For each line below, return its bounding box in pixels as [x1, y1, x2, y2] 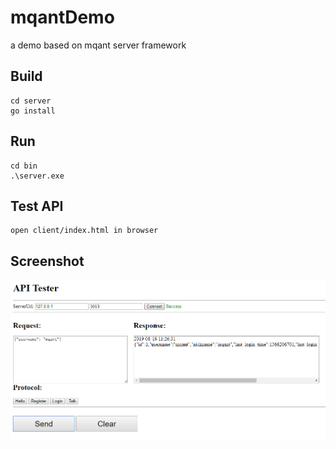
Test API [10, 197, 64, 215]
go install [10, 106, 56, 116]
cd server [10, 96, 52, 106]
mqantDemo [10, 6, 115, 29]
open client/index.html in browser [10, 226, 159, 236]
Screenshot [10, 252, 85, 270]
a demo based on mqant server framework [10, 39, 187, 51]
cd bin [10, 161, 38, 171]
